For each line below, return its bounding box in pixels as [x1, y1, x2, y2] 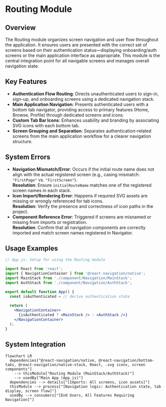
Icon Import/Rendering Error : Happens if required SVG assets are [12, 193, 148, 199]
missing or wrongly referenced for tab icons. [12, 198, 104, 204]
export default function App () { [5, 289, 75, 294]
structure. [12, 138, 33, 144]
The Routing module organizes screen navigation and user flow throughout [5, 36, 159, 42]
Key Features [5, 77, 47, 86]
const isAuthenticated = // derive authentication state [9, 294, 130, 299]
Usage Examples [5, 244, 58, 253]
